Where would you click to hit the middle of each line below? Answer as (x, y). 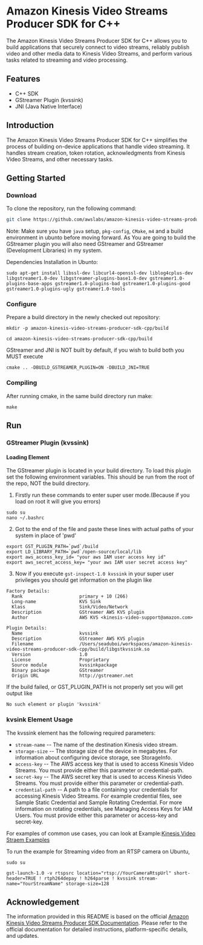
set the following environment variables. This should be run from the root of (100, 477)
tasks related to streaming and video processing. (67, 60)
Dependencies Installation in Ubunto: (52, 262)
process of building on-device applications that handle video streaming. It (98, 146)
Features (23, 79)
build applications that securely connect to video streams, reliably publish (98, 47)
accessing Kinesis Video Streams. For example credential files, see (98, 796)
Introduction (30, 125)
